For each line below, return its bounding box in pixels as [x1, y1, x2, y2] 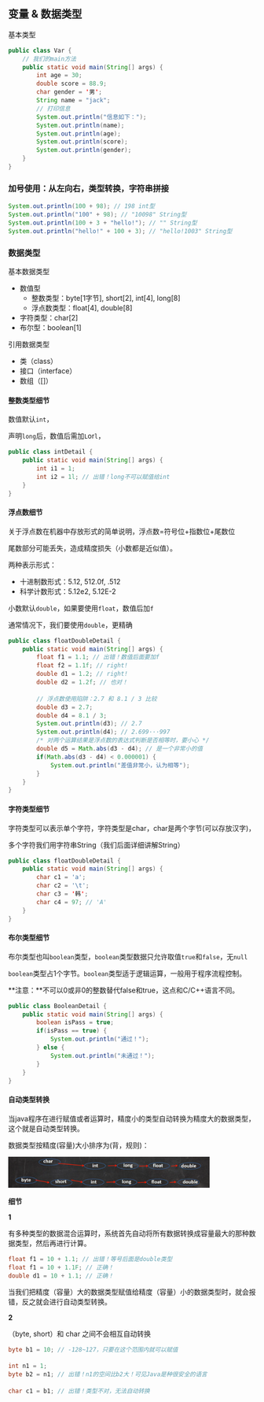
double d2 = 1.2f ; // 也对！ [36, 678, 128, 687]
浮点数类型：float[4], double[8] [31, 303, 133, 313]
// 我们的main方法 [22, 54, 77, 63]
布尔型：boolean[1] [19, 323, 82, 332]
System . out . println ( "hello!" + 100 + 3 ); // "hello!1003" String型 [8, 227, 233, 235]
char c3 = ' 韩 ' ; [36, 890, 89, 898]
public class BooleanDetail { [8, 1002, 108, 1010]
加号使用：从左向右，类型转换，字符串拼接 [8, 183, 170, 194]
